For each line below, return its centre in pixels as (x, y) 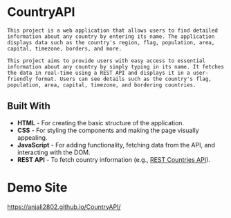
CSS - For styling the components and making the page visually (108, 130)
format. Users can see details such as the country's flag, (123, 79)
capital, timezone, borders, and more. (65, 48)
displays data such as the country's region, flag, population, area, (111, 42)
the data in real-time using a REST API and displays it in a (99, 73)
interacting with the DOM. (54, 152)
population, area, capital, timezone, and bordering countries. (102, 85)
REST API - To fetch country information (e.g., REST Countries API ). (114, 159)
